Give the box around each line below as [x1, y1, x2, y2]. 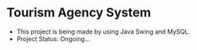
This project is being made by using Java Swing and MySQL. [16, 27, 191, 36]
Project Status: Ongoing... [16, 34, 91, 42]
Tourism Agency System [6, 5, 151, 21]
